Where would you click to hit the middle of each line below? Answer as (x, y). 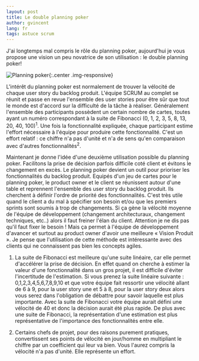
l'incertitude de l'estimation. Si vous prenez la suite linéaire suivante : (99, 277)
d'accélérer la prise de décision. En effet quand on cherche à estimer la (102, 264)
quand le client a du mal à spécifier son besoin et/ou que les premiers (91, 202)
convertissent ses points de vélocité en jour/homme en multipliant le (98, 339)
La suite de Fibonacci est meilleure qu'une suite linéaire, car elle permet (103, 258)
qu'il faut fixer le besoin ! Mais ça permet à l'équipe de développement (93, 227)
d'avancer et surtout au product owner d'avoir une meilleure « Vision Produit (100, 233)
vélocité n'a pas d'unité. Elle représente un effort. (75, 351)
